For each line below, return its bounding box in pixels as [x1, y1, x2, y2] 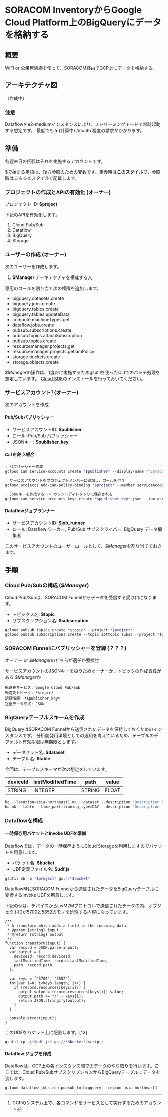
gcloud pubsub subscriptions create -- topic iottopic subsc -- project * [5, 632, 160, 637]
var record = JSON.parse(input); [9, 945, 79, 950]
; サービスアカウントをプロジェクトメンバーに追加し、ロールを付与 [5, 478, 125, 483]
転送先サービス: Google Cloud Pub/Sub [5, 685, 81, 690]
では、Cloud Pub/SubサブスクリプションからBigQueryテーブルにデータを [9, 1069, 161, 1075]
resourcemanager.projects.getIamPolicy [12, 348, 95, 354]
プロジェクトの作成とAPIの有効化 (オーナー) [5, 189, 111, 196]
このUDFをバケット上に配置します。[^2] [5, 1029, 87, 1035]
